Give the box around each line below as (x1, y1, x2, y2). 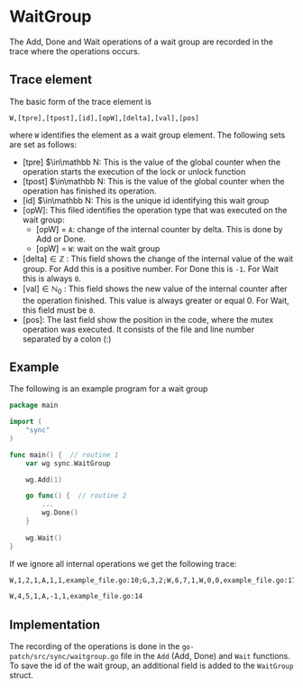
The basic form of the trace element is (9, 96, 151, 107)
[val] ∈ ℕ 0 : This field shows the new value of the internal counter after (22, 283, 288, 296)
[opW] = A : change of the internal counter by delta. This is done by (35, 223, 283, 234)
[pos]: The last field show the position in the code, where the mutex (22, 314, 274, 325)
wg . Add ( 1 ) (25, 475, 63, 485)
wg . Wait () (25, 533, 63, 542)
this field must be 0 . (22, 305, 96, 316)
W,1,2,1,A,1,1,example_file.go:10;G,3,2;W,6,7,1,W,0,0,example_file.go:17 (9, 576, 297, 585)
